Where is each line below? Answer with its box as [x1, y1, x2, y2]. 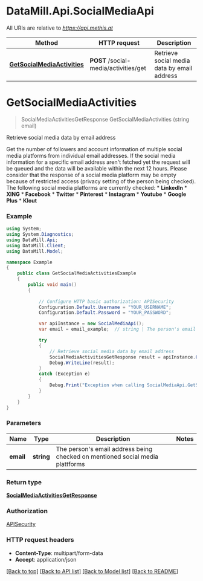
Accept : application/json [14, 556, 77, 563]
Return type [6, 478, 42, 486]
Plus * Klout [6, 196, 37, 204]
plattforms [56, 459, 85, 468]
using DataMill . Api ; [6, 237, 59, 243]
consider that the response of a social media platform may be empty [6, 171, 176, 178]
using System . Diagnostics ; [6, 232, 74, 238]
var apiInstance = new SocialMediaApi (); [38, 320, 145, 327]
